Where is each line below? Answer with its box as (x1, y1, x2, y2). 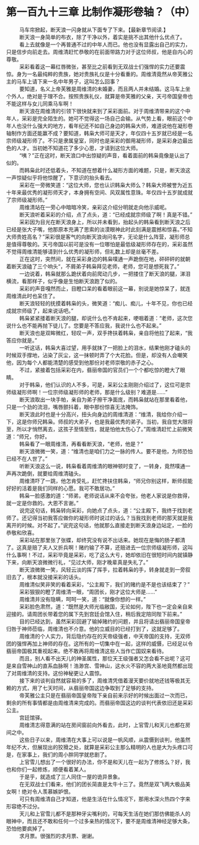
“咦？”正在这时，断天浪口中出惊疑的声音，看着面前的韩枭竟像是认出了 (19, 151, 190, 159)
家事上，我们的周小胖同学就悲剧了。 (21, 751, 110, 758)
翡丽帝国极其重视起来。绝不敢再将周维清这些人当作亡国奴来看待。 (6, 647, 167, 654)
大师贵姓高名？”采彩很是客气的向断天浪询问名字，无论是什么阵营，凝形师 (6, 233, 185, 240)
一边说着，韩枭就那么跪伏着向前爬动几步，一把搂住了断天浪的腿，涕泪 (19, 270, 191, 277)
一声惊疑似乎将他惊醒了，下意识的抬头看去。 (6, 174, 115, 181)
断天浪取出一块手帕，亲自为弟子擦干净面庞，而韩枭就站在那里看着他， (19, 396, 191, 403)
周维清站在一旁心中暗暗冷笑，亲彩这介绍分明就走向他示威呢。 (19, 204, 170, 211)
